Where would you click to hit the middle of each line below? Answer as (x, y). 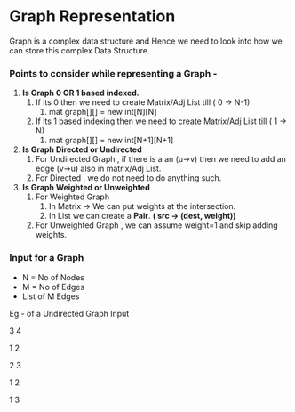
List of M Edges (51, 296)
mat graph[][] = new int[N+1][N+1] (111, 141)
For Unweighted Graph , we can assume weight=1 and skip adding (156, 225)
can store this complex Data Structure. (80, 50)
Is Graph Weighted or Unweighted (86, 188)
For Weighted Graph (72, 197)
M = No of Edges (53, 287)
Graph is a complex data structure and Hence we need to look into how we (146, 41)
